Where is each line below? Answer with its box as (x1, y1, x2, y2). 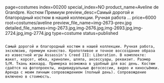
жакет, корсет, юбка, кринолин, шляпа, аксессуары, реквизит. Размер (5, 57, 151, 62)
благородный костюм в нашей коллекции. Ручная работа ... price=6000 (5, 15, 157, 20)
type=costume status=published (52, 30, 118, 36)
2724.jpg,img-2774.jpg (5, 30, 52, 36)
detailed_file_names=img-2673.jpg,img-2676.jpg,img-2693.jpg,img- (5, 25, 143, 31)
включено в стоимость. (5, 74, 52, 79)
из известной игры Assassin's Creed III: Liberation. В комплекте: (5, 53, 147, 57)
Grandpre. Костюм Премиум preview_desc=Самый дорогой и (5, 9, 134, 15)
